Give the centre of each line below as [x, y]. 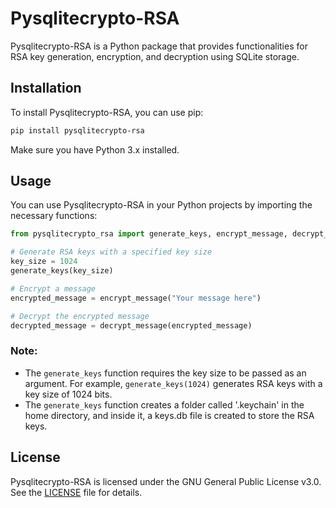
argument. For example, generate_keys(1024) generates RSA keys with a [173, 383]
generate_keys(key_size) [62, 271]
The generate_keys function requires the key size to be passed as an [165, 373]
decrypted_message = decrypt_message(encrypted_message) [131, 325]
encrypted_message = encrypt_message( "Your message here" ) [136, 298]
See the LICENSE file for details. [76, 492]
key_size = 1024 [44, 262]
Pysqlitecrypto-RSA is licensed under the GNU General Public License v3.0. [166, 481]
